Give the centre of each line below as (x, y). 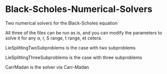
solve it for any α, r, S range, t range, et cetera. (54, 38)
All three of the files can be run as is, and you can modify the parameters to (84, 32)
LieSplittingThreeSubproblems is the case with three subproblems (74, 57)
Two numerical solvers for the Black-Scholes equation (61, 23)
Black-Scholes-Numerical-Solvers (79, 9)
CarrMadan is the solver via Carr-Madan (47, 67)
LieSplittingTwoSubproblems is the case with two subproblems (70, 47)
